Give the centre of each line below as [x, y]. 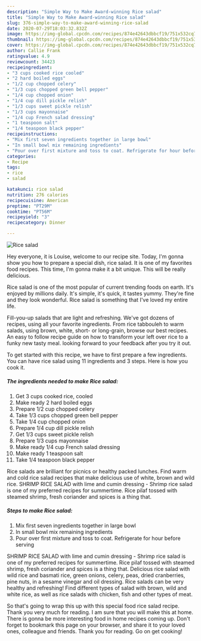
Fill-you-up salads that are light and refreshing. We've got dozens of [91, 318]
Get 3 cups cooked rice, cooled [54, 396]
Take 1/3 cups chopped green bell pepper [67, 415]
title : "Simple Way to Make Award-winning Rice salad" [76, 17]
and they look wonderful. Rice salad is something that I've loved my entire [98, 300]
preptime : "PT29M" [30, 206]
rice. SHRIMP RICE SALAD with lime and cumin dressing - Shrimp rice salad [100, 484]
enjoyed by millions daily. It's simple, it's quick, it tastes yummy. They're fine [101, 293]
